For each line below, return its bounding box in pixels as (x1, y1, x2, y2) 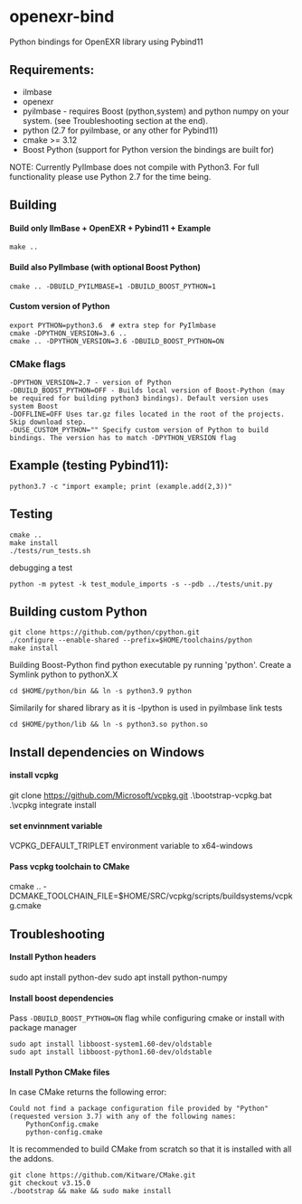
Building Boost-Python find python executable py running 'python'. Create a (9, 660, 292, 671)
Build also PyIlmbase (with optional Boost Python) (9, 261, 201, 272)
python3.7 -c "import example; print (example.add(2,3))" (9, 482, 232, 491)
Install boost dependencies (9, 992, 115, 1003)
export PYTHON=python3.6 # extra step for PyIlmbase (9, 321, 217, 330)
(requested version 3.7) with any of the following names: (9, 1112, 237, 1122)
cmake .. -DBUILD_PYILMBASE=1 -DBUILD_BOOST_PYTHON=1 (9, 282, 217, 291)
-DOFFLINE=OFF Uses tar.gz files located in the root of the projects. (9, 409, 285, 419)
